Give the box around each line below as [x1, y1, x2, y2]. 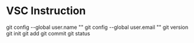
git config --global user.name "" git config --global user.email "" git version [6, 24, 189, 31]
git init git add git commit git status [6, 29, 90, 37]
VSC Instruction [6, 4, 86, 18]
